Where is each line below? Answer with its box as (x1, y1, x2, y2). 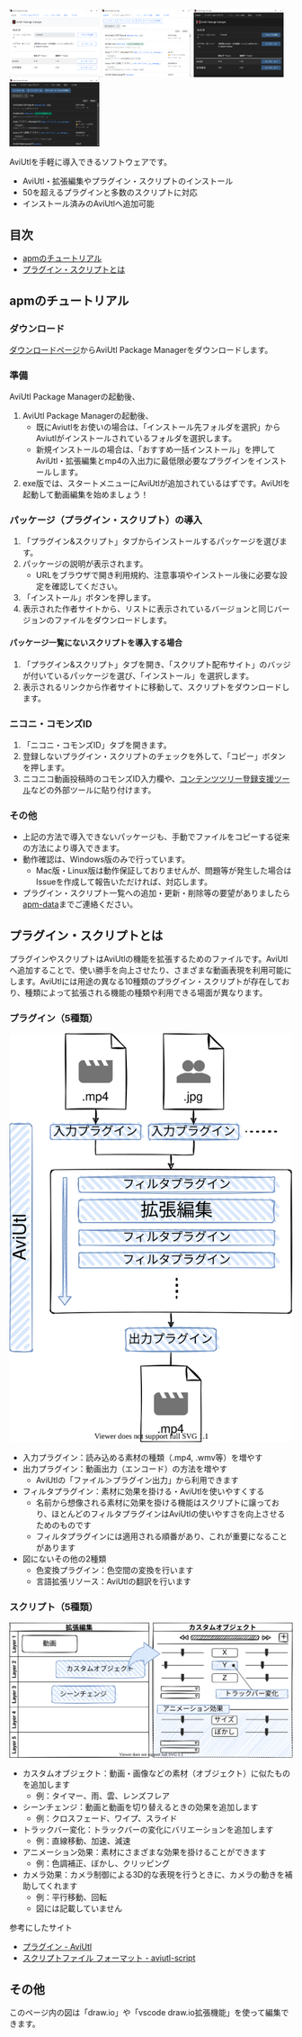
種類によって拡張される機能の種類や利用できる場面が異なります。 (24, 987, 268, 999)
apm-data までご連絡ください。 (22, 899, 138, 910)
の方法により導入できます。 (22, 843, 125, 854)
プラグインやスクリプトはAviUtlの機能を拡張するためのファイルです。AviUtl (9, 954, 289, 964)
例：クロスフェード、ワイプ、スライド (35, 1813, 178, 1824)
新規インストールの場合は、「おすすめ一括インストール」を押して (35, 444, 276, 455)
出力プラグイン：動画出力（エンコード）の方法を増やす (22, 1463, 227, 1474)
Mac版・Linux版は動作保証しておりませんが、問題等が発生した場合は (35, 865, 292, 876)
